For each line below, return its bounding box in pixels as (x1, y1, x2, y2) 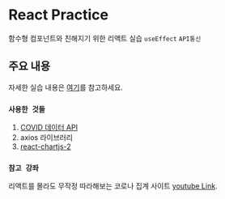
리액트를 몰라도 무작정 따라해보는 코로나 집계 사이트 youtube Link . (8, 181, 218, 191)
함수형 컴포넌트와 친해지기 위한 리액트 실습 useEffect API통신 (8, 33, 202, 43)
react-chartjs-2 (19, 142, 71, 151)
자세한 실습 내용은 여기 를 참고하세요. (8, 83, 123, 92)
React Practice (8, 6, 109, 24)
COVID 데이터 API (19, 123, 79, 133)
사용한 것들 (8, 104, 46, 114)
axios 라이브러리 (19, 133, 73, 142)
